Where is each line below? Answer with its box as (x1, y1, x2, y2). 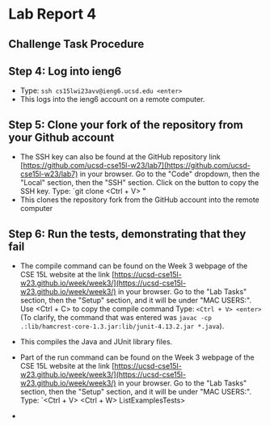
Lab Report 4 (8, 5, 97, 23)
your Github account (8, 130, 115, 144)
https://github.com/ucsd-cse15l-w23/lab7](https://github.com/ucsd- (23, 161, 251, 171)
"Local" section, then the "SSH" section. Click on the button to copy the (19, 178, 259, 188)
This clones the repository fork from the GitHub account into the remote (19, 195, 260, 205)
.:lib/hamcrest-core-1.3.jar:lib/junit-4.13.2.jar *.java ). (19, 321, 225, 331)
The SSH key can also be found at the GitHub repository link (19, 152, 221, 162)
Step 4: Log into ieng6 (8, 64, 122, 78)
